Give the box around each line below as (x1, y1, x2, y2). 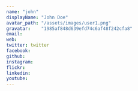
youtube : (6, 75, 28, 81)
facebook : (6, 48, 31, 54)
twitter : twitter (6, 43, 50, 48)
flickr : (6, 64, 26, 71)
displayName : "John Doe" (6, 14, 68, 20)
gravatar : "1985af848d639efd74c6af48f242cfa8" (6, 25, 133, 32)
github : (6, 53, 26, 59)
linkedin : (6, 70, 31, 76)
